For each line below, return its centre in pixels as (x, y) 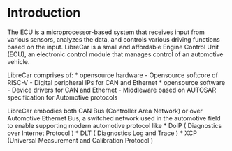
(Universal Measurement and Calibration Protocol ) (80, 140)
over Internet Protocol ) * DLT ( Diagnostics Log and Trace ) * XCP (102, 133)
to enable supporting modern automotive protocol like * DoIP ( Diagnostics (115, 125)
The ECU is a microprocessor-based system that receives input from (106, 32)
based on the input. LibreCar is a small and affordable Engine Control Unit (113, 47)
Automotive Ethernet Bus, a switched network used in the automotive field (114, 118)
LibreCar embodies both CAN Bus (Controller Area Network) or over (105, 111)
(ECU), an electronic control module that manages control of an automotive (115, 54)
